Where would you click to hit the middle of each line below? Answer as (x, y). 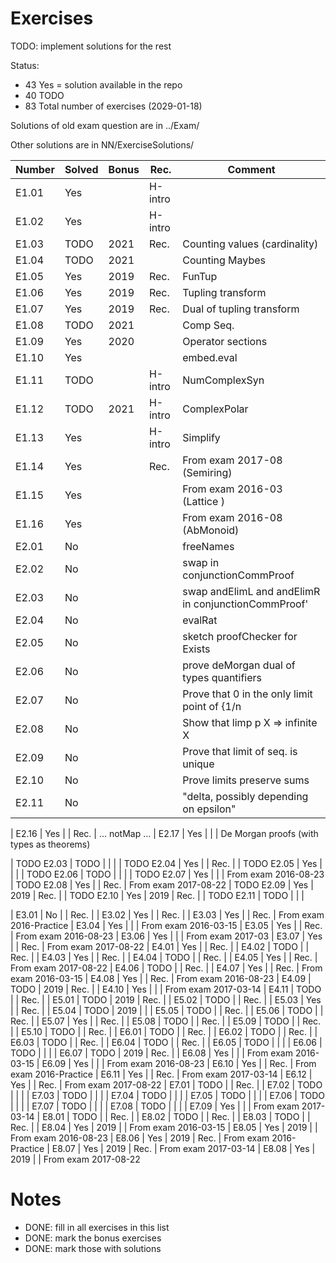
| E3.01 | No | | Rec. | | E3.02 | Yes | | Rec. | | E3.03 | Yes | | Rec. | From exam (167, 914)
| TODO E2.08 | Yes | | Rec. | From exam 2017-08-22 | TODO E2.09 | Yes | (162, 884)
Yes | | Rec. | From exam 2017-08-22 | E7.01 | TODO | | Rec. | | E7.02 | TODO (166, 1084)
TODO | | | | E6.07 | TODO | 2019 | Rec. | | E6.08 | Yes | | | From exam (151, 1053)
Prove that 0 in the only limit (247, 694)
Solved (81, 169)
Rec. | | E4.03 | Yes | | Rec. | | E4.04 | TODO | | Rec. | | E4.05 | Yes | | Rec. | (164, 957)
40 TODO (44, 95)
